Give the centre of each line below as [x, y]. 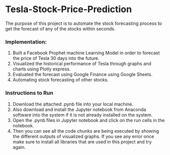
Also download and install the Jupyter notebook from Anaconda [79, 109]
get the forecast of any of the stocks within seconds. [60, 28]
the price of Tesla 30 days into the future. [56, 58]
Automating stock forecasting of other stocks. [61, 80]
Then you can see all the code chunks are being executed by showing [86, 131]
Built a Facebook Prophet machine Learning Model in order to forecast [86, 53]
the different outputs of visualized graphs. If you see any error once [83, 136]
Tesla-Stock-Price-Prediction [69, 9]
